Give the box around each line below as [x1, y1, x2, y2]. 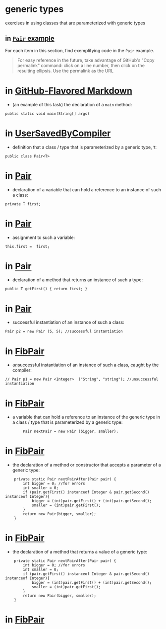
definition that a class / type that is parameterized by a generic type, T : [12, 144, 157, 150]
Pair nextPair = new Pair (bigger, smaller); [23, 429, 119, 434]
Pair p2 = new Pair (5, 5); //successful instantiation [5, 329, 123, 334]
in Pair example [5, 34, 55, 43]
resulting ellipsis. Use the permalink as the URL [17, 68, 114, 74]
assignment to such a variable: [12, 235, 75, 240]
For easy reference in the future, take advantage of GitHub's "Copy [17, 57, 155, 63]
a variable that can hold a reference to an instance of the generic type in [12, 414, 160, 420]
